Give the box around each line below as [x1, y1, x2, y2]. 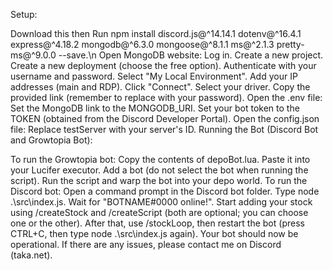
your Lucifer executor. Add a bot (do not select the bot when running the [10, 164, 309, 176]
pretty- [276, 39, 305, 50]
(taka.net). [10, 249, 53, 261]
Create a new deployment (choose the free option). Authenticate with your [10, 60, 317, 71]
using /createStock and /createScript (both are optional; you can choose [10, 207, 309, 218]
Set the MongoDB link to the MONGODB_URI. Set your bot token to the [10, 102, 300, 114]
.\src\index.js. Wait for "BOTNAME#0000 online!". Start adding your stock [10, 196, 313, 208]
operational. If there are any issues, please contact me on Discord [10, 239, 282, 250]
